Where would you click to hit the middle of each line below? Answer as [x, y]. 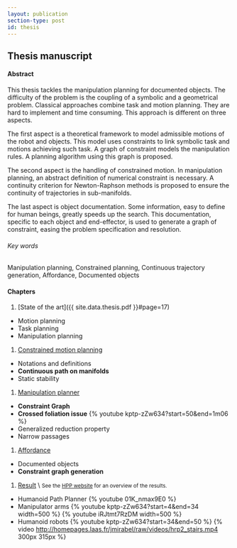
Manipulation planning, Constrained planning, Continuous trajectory [106, 268]
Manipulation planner [49, 392]
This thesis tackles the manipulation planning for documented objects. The [116, 90]
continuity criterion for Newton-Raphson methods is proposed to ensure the [118, 185]
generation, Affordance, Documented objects [73, 275]
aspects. [20, 120]
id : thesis [23, 27]
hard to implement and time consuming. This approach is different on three [117, 112]
